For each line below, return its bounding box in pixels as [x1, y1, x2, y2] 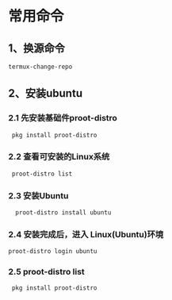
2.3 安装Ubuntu [8, 190, 69, 201]
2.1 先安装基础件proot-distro [8, 113, 117, 124]
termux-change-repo [8, 63, 73, 71]
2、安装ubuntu [8, 87, 83, 100]
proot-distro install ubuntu [15, 208, 112, 217]
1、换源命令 [8, 41, 66, 55]
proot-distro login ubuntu [8, 248, 97, 256]
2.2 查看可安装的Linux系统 [8, 152, 110, 163]
